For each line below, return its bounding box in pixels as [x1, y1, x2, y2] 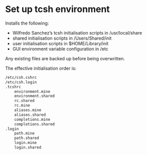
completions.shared [14, 121, 55, 126]
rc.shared [14, 98, 35, 103]
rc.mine [14, 103, 30, 108]
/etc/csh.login [5, 79, 37, 85]
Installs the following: [5, 20, 49, 26]
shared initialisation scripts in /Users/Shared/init [12, 35, 112, 41]
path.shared [14, 135, 39, 141]
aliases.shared [14, 112, 46, 117]
